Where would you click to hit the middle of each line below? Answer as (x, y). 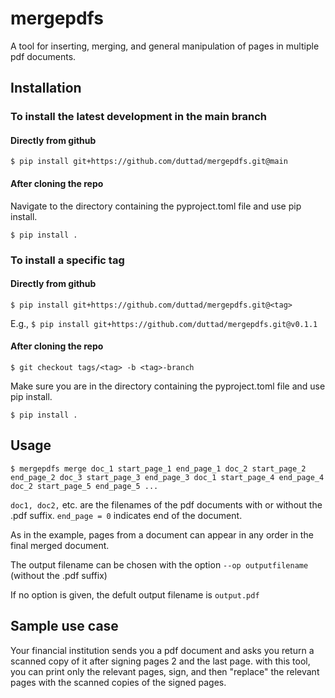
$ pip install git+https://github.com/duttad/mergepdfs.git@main (149, 162)
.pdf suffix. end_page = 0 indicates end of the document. (126, 515)
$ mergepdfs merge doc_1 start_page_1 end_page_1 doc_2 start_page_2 (158, 468)
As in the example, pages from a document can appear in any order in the (162, 534)
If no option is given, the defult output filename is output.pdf (135, 594)
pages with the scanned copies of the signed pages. (118, 682)
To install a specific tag (67, 260)
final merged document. (60, 545)
